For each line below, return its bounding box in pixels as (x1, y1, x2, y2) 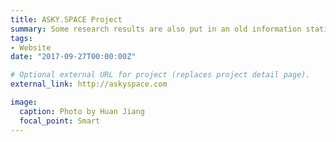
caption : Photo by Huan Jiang (19, 106, 145, 116)
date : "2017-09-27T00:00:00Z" (10, 52, 137, 62)
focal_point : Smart (19, 116, 101, 126)
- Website (10, 42, 52, 53)
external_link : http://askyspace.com (10, 79, 168, 90)
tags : (10, 33, 33, 43)
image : (10, 97, 38, 107)
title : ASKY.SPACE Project (10, 14, 123, 25)
